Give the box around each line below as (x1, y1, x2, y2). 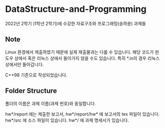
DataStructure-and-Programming (5, 3, 147, 15)
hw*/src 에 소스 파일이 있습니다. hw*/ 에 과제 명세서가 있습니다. (5, 117, 129, 123)
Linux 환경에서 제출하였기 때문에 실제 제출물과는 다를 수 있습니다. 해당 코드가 (5, 49, 154, 55)
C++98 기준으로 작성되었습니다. (5, 72, 68, 78)
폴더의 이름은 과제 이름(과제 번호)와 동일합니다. (5, 100, 96, 106)
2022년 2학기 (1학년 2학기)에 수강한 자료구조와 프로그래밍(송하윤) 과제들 (5, 20, 146, 26)
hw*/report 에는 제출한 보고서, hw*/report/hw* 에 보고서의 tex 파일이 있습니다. (5, 111, 160, 117)
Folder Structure (5, 87, 57, 95)
